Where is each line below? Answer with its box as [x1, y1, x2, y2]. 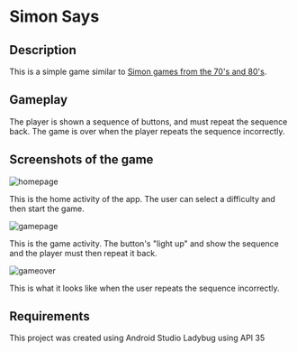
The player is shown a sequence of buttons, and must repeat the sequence [9, 116, 288, 127]
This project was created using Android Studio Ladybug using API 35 [9, 332, 265, 344]
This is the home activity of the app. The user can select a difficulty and [9, 193, 276, 204]
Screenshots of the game [9, 152, 154, 168]
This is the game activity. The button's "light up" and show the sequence [9, 237, 279, 249]
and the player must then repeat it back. [9, 247, 157, 258]
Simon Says [9, 6, 100, 27]
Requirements [9, 309, 90, 324]
